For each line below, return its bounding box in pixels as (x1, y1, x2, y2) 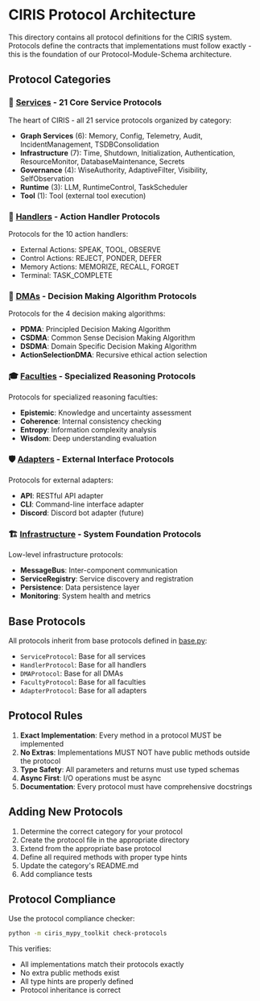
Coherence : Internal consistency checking (19, 416, 162, 426)
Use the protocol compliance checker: (8, 914, 135, 924)
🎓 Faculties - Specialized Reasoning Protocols (8, 370, 196, 382)
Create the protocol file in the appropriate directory (19, 835, 190, 845)
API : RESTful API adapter (19, 490, 104, 500)
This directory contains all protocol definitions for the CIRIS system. (8, 32, 233, 42)
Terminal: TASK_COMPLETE (19, 270, 113, 279)
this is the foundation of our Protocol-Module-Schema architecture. (8, 49, 232, 59)
